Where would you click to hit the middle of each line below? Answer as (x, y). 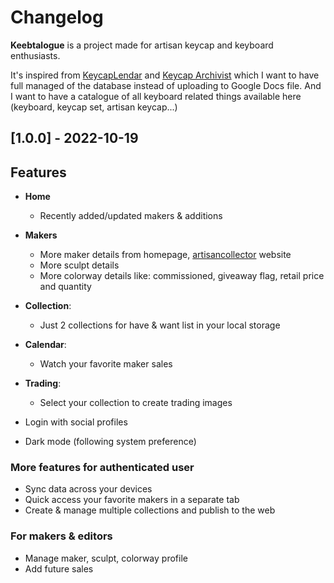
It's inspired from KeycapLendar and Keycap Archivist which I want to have (165, 75)
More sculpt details (79, 265)
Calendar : (45, 345)
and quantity (65, 287)
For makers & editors (61, 536)
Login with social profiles (76, 422)
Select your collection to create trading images (136, 403)
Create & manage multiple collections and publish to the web (150, 510)
